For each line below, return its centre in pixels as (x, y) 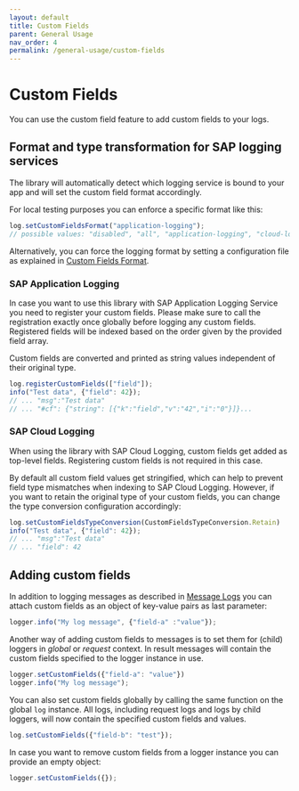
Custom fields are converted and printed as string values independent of (142, 358)
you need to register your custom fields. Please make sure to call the (135, 312)
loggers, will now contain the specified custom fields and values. (128, 719)
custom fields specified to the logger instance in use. (106, 658)
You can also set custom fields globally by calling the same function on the (146, 699)
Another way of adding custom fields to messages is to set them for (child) (146, 639)
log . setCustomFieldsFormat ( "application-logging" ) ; (107, 225)
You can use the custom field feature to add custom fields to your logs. (139, 119)
